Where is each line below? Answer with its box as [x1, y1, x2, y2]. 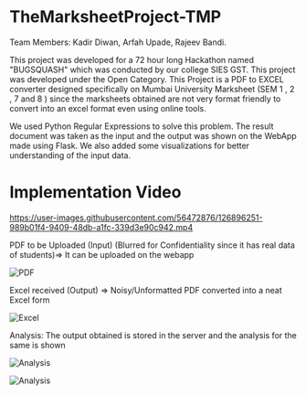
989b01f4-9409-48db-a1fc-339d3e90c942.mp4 [9, 221, 194, 232]
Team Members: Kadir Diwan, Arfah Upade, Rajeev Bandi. [9, 37, 227, 48]
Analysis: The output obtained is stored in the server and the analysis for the [9, 329, 297, 340]
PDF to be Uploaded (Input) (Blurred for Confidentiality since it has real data [9, 240, 295, 251]
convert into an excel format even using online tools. [9, 102, 207, 113]
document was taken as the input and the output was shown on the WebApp [9, 130, 297, 141]
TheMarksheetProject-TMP [9, 6, 222, 27]
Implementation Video [9, 182, 182, 203]
